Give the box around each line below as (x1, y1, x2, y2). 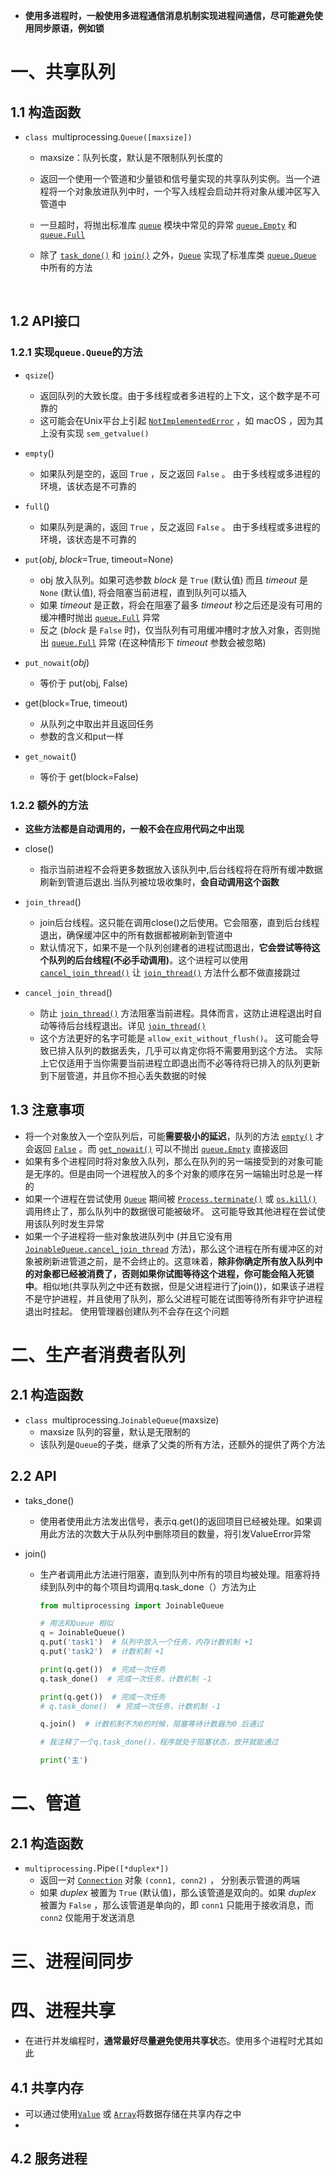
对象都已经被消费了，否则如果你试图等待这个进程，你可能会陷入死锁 (33, 1267, 315, 1279)
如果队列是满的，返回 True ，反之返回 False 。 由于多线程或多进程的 (39, 520, 321, 533)
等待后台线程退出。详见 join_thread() (48, 1019, 207, 1031)
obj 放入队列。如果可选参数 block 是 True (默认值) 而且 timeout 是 (39, 574, 308, 586)
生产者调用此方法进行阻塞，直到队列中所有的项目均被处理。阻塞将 (39, 1568, 312, 1580)
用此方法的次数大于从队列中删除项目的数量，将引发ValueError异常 (39, 1527, 312, 1539)
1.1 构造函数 (10, 104, 82, 121)
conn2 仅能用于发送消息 (39, 1912, 136, 1924)
